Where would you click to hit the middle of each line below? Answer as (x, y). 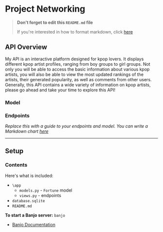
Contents (16, 165)
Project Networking (45, 9)
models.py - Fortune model (46, 190)
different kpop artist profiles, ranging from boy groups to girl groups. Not (78, 64)
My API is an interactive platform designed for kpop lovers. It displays (74, 59)
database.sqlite (28, 201)
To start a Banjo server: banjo (35, 215)
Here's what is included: (29, 176)
